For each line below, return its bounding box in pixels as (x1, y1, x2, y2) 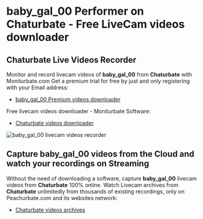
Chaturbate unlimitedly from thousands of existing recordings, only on (6, 188, 185, 195)
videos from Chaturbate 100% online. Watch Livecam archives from (6, 181, 179, 188)
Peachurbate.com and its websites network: (6, 194, 118, 201)
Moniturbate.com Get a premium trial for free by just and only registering (6, 78, 190, 84)
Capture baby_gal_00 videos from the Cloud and (6, 149, 194, 160)
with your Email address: (6, 84, 69, 91)
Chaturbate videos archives (15, 206, 86, 213)
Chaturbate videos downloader (15, 119, 94, 127)
